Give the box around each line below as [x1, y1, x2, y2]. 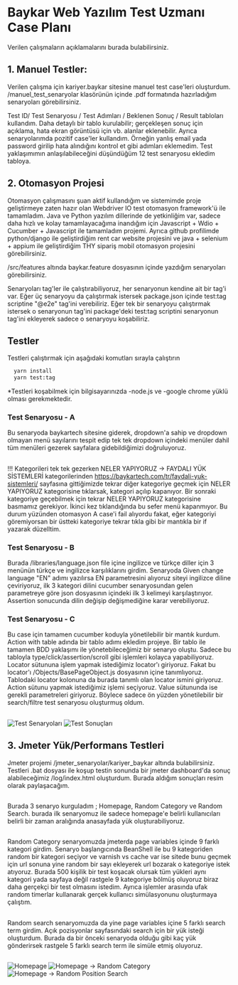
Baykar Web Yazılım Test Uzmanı [7, 4, 205, 21]
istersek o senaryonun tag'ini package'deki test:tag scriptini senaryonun [7, 307, 219, 315]
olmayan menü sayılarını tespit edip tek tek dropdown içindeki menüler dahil [7, 436, 229, 444]
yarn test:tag [13, 374, 55, 381]
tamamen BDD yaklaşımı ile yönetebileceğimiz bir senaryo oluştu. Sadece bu [7, 645, 232, 654]
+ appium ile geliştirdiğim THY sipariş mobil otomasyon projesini [7, 241, 195, 250]
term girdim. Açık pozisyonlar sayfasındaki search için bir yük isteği [7, 926, 205, 935]
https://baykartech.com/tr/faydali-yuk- [94, 472, 207, 480]
